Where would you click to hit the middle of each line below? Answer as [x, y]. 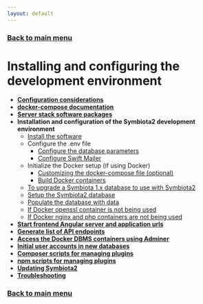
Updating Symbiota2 [47, 268]
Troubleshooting [42, 276]
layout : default [30, 13]
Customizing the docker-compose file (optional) [106, 173]
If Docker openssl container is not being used [92, 210]
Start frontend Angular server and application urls [90, 224]
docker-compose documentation [65, 107]
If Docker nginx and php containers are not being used [105, 217]
